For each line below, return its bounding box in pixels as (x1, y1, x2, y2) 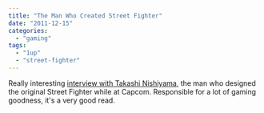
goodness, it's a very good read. (8, 95, 116, 105)
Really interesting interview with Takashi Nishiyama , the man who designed (8, 78, 256, 88)
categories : (8, 26, 48, 34)
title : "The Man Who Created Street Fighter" (8, 11, 162, 20)
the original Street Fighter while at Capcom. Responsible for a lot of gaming (8, 87, 257, 96)
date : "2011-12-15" (8, 19, 74, 27)
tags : (8, 42, 26, 50)
